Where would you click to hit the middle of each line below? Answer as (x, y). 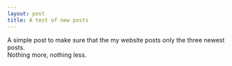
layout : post (26, 14)
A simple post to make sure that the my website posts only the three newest (116, 40)
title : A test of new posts (48, 20)
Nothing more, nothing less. (47, 55)
